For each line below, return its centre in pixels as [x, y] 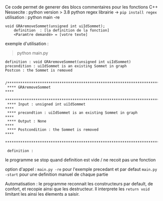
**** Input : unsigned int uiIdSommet [46, 104]
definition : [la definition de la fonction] [62, 31]
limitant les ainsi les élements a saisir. [42, 194]
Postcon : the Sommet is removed [39, 70]
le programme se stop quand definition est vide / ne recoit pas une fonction [81, 160]
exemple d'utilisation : [27, 44]
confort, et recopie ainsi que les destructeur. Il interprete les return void [77, 189]
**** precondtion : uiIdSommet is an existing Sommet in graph [72, 113]
